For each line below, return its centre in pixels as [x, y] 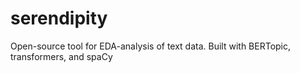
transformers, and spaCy [61, 56]
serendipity [59, 18]
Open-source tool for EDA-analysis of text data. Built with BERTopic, [151, 46]
